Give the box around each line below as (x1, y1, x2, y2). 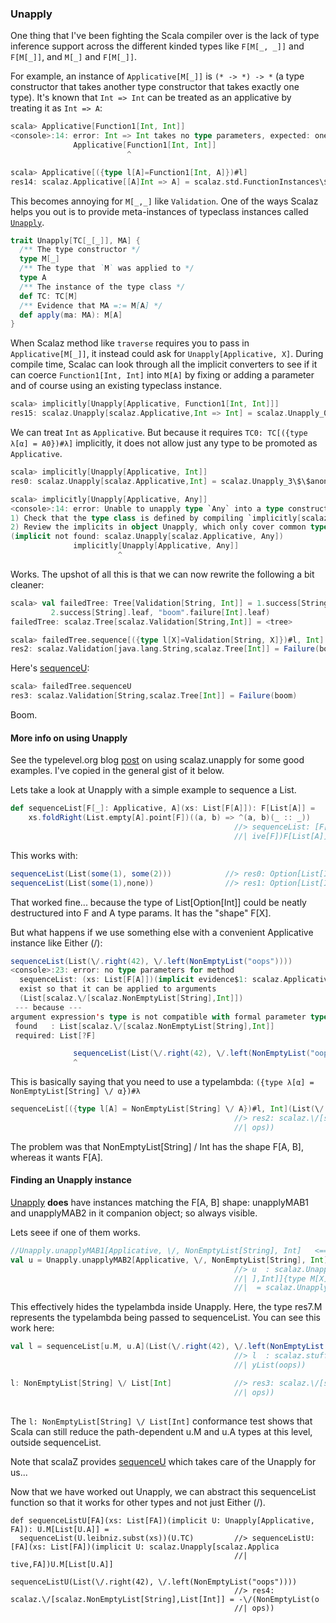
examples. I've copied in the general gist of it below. (10, 765, 225, 777)
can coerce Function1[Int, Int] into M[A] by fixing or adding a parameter (10, 369, 315, 381)
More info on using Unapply (10, 732, 128, 744)
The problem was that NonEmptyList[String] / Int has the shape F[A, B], (10, 1140, 304, 1152)
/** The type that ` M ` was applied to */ (19, 263, 195, 274)
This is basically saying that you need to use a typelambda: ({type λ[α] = (10, 1076, 315, 1088)
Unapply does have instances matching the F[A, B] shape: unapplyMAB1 (10, 1196, 309, 1208)
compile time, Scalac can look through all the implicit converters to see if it (10, 358, 318, 371)
